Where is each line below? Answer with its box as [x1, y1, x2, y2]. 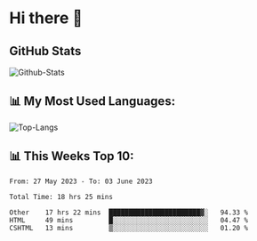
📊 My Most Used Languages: [9, 93, 176, 109]
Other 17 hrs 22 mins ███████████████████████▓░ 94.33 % [9, 208, 249, 217]
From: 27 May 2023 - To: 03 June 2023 [9, 177, 153, 186]
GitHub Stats [9, 44, 82, 59]
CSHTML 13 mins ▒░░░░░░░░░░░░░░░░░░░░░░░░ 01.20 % [9, 223, 249, 232]
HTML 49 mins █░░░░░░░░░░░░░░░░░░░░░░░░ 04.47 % [9, 215, 249, 225]
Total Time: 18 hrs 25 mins [9, 192, 114, 201]
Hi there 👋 [9, 8, 83, 28]
